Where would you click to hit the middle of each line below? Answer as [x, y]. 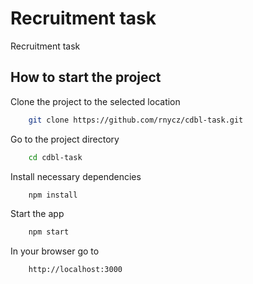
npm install [53, 195]
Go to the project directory [65, 139]
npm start [49, 232]
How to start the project [86, 77]
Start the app [37, 214]
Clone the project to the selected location [95, 101]
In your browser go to [55, 251]
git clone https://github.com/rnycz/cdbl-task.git [136, 120]
